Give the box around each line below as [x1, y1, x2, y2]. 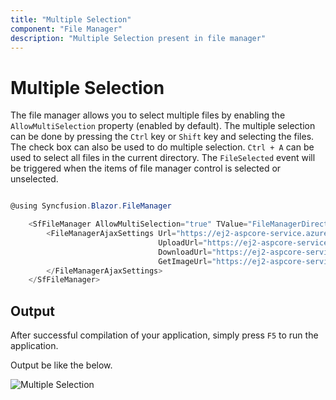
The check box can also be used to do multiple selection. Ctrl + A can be [10, 141, 315, 153]
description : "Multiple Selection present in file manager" [10, 33, 267, 43]
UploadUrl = [158, 237, 203, 248]
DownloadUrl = [158, 247, 213, 257]
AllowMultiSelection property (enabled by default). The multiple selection [10, 120, 316, 132]
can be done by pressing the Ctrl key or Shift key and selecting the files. [10, 131, 315, 143]
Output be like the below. [10, 359, 113, 371]
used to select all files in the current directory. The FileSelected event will [10, 152, 316, 164]
